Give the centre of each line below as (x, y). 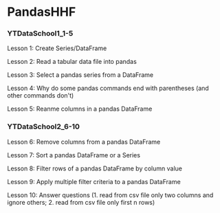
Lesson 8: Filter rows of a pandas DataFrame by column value (95, 168)
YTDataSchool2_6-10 (44, 126)
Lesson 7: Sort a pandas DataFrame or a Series (74, 155)
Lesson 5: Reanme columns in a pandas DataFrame (80, 109)
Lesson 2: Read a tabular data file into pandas (72, 62)
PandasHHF (42, 12)
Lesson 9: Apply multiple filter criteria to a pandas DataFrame (94, 181)
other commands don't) (41, 96)
